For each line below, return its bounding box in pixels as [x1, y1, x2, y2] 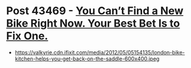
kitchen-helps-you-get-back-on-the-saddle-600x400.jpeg [14, 55, 160, 62]
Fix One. [6, 30, 48, 43]
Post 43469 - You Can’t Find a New [6, 4, 184, 18]
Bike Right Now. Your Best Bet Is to [6, 17, 180, 30]
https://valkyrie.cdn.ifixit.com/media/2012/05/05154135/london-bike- [14, 48, 185, 56]
